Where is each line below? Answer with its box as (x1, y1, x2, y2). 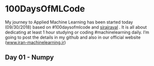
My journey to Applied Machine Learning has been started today (5, 19, 133, 25)
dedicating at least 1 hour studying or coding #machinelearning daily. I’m (5, 29, 150, 35)
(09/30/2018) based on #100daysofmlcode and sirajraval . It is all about (5, 24, 147, 30)
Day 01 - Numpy (5, 54, 54, 62)
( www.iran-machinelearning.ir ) (5, 39, 66, 45)
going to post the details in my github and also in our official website (5, 34, 141, 40)
